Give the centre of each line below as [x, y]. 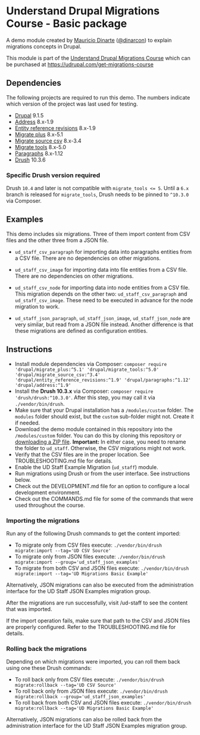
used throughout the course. [50, 505]
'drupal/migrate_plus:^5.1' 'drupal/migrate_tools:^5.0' [87, 370]
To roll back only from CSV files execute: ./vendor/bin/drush [90, 680]
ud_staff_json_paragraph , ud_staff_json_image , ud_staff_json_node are [102, 318]
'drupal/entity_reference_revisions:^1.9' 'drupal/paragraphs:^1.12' [103, 380]
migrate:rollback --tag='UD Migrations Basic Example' [84, 708]
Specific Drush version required [53, 175]
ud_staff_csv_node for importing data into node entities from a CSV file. [102, 287]
